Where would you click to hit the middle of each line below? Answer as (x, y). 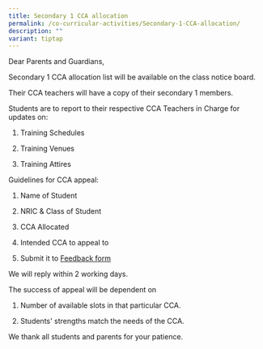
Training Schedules (52, 133)
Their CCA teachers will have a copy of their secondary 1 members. (121, 93)
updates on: (28, 117)
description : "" (36, 31)
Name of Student (49, 196)
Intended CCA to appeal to (64, 243)
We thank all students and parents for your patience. (96, 337)
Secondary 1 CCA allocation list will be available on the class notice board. (132, 77)
